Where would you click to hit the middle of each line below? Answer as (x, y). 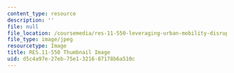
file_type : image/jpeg (40, 40)
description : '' (31, 20)
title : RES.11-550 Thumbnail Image (59, 53)
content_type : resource (42, 14)
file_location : (29, 33)
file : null (23, 26)
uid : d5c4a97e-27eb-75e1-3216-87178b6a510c (71, 59)
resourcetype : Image (37, 46)
